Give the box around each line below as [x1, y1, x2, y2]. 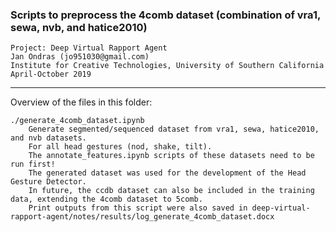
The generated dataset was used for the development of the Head [28, 168, 307, 178]
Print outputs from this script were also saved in [28, 203, 248, 213]
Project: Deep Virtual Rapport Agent [10, 43, 168, 53]
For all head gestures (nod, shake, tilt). [28, 142, 213, 152]
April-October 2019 [10, 69, 92, 80]
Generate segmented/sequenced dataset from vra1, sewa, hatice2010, [28, 124, 320, 135]
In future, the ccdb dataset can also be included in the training [28, 186, 315, 196]
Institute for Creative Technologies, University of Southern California [10, 61, 325, 71]
